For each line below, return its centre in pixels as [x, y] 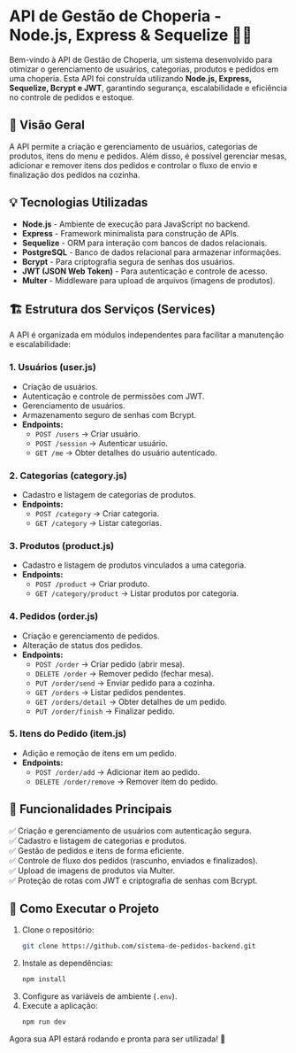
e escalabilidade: [40, 345]
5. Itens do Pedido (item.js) [68, 734]
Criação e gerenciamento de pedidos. [91, 636]
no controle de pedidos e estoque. [72, 97]
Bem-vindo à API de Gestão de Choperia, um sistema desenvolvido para [140, 59]
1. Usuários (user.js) [53, 368]
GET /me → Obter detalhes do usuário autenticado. [126, 453]
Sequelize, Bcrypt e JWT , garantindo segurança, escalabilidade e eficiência [148, 88]
